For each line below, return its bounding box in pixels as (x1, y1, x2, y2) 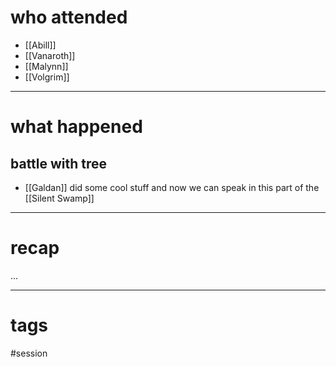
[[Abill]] (24, 39, 57, 51)
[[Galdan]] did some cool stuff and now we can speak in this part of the (24, 181, 320, 193)
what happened (10, 116, 143, 138)
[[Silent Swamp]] (24, 192, 95, 204)
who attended (10, 6, 128, 29)
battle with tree (10, 155, 108, 172)
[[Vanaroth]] (24, 49, 76, 61)
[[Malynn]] (24, 60, 69, 72)
